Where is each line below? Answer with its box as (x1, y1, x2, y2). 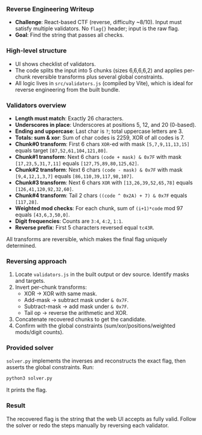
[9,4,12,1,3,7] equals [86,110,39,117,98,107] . (14, 172, 134, 179)
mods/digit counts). (14, 329, 64, 336)
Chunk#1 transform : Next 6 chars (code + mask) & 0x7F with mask (14, 153, 182, 160)
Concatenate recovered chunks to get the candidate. (14, 316, 147, 323)
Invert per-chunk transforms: (14, 283, 87, 291)
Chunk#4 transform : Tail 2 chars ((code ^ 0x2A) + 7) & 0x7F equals (14, 192, 188, 199)
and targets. (14, 277, 45, 285)
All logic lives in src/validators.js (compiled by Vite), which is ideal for (14, 79, 194, 86)
